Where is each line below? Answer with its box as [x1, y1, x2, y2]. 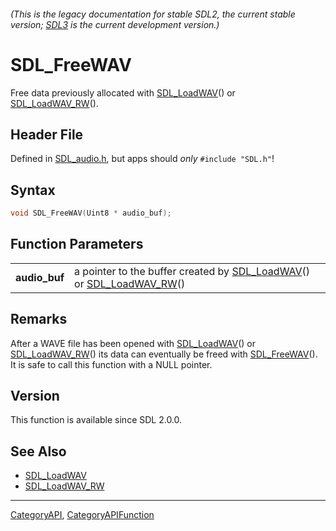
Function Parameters [10, 236, 144, 253]
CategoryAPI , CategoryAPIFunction [10, 509, 155, 521]
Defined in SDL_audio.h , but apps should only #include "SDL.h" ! [10, 153, 275, 165]
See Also [10, 443, 67, 460]
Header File [10, 126, 84, 143]
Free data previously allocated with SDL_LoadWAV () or [10, 86, 236, 99]
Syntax [10, 181, 56, 199]
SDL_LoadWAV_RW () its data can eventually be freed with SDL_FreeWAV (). [10, 348, 318, 360]
